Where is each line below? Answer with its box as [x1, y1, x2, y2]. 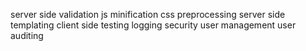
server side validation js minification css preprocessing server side [10, 9, 286, 20]
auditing [10, 30, 44, 41]
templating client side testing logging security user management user [10, 19, 297, 31]
